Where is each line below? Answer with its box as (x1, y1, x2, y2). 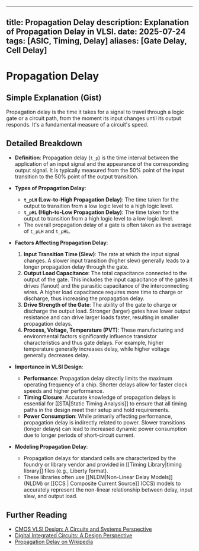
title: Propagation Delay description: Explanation (6, 17, 190, 27)
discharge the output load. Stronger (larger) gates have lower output (23, 307, 191, 315)
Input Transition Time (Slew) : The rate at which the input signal (23, 251, 179, 258)
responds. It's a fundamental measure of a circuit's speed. (6, 121, 149, 128)
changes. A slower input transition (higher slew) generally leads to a (23, 257, 190, 265)
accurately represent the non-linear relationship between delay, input (23, 486, 192, 493)
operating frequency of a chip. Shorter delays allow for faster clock (23, 381, 188, 388)
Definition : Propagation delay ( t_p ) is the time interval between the (14, 154, 179, 161)
